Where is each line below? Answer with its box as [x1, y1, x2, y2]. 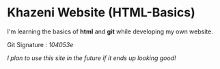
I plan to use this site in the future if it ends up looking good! [7, 53, 176, 62]
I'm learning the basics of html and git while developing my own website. [7, 27, 213, 36]
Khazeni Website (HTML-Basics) [7, 5, 196, 20]
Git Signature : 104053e [7, 40, 74, 49]
